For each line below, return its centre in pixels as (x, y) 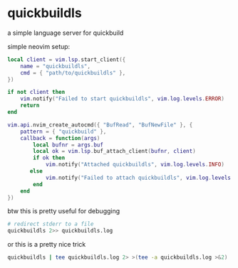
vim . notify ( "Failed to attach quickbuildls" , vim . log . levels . (140, 178)
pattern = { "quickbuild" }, (63, 132)
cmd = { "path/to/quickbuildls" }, (73, 73)
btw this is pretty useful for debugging (64, 211)
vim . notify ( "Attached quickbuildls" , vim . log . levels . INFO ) (135, 165)
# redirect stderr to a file (51, 224)
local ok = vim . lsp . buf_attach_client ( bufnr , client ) (114, 151)
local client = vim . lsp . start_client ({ (67, 59)
